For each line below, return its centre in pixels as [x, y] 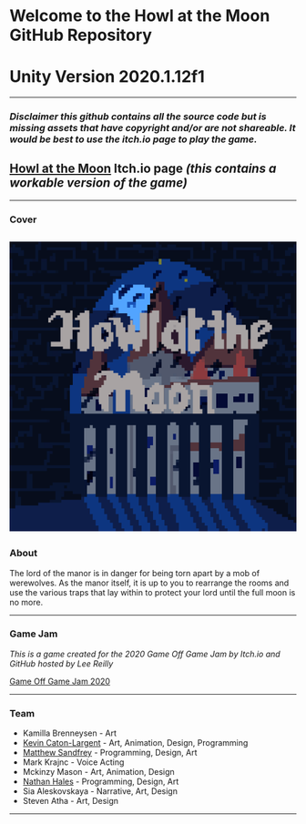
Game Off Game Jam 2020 [60, 681]
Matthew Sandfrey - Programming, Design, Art [110, 753]
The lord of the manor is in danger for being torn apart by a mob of [135, 573]
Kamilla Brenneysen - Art [69, 733]
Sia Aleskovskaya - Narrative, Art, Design [100, 791]
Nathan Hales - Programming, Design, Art [101, 782]
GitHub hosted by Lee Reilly [61, 663]
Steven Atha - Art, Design [71, 801]
